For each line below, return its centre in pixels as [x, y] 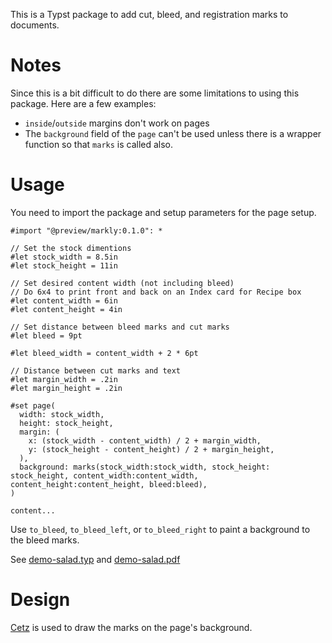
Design [40, 600]
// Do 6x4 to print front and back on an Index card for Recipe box [156, 292]
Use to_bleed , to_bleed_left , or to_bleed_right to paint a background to [160, 529]
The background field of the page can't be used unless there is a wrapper [173, 133]
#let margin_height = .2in [66, 388]
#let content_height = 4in [66, 309]
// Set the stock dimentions [71, 248]
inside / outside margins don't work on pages [117, 123]
